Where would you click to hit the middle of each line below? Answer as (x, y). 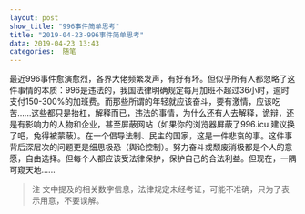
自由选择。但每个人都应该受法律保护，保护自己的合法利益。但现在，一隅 (161, 158)
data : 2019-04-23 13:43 (55, 43)
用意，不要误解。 (72, 200)
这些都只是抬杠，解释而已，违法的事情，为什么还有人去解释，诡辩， (159, 113)
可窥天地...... (33, 170)
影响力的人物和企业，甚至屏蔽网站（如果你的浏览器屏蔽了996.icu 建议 (156, 125)
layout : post (34, 18)
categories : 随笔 (43, 52)
